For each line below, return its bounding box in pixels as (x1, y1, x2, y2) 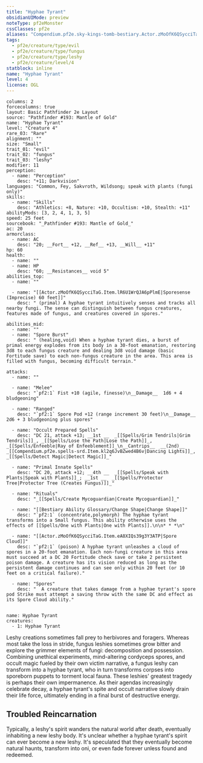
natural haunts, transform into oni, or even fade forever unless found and (6, 744, 187, 751)
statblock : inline (6, 65, 53, 71)
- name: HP (11, 263, 39, 269)
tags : (6, 37, 20, 43)
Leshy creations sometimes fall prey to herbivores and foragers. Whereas (6, 634, 189, 641)
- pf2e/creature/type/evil (11, 43, 80, 49)
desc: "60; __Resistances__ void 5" (17, 268, 110, 274)
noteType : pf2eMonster (6, 20, 63, 26)
